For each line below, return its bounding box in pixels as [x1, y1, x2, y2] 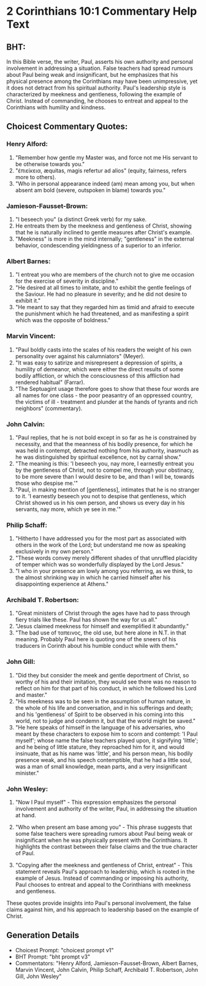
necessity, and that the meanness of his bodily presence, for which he [15, 440, 193, 447]
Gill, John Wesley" [15, 973, 62, 980]
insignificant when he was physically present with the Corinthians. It [15, 836, 188, 844]
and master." [15, 691, 48, 698]
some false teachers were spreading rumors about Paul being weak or [15, 830, 193, 838]
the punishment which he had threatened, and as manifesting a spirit [15, 310, 189, 317]
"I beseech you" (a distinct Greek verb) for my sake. [15, 215, 147, 223]
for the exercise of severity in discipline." [15, 277, 118, 285]
